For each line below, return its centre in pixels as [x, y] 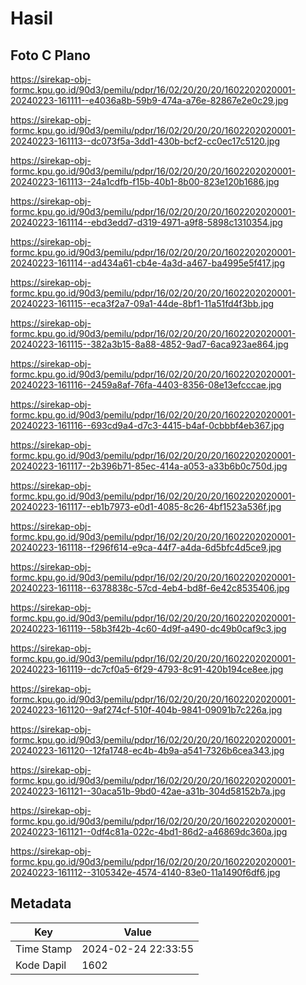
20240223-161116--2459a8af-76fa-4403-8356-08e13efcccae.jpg [146, 385]
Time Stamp [44, 949]
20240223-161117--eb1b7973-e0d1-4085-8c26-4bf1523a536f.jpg [146, 506]
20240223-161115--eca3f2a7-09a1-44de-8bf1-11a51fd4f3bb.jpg [142, 303]
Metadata [41, 903]
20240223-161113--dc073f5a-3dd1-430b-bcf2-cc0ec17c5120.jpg [145, 141]
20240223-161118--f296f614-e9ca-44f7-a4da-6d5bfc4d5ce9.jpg [146, 547]
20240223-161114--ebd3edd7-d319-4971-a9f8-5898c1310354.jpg [146, 222]
